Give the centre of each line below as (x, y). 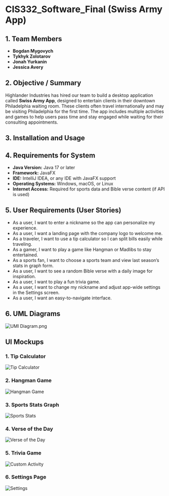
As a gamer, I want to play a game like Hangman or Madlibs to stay (82, 249)
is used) (21, 195)
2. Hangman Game (29, 380)
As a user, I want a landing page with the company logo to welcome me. (88, 233)
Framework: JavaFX (34, 173)
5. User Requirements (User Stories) (63, 211)
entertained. (25, 255)
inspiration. (24, 276)
